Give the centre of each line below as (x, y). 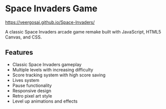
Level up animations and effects (45, 101)
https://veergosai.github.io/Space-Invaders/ (50, 22)
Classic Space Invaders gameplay (47, 64)
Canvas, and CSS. (24, 37)
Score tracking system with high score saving (59, 75)
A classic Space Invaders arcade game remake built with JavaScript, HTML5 (83, 32)
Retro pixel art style (32, 96)
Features (19, 53)
